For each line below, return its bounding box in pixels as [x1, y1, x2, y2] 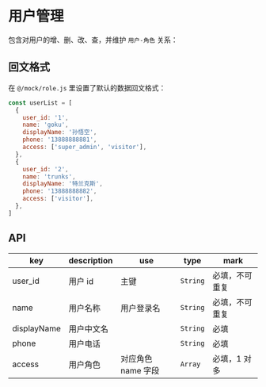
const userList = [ [8, 98, 73, 107]
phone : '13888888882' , [22, 187, 97, 195]
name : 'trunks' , [22, 172, 77, 181]
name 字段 [120, 365, 160, 376]
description [68, 255, 113, 266]
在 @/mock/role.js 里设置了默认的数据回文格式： [8, 82, 166, 92]
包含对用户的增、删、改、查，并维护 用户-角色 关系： [8, 35, 178, 44]
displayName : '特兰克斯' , [22, 180, 103, 188]
